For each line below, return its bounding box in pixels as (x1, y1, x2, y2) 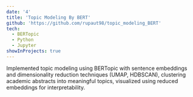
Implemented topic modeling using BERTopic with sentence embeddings (6, 64, 188, 72)
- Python (12, 37, 34, 43)
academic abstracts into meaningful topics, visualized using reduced (6, 77, 178, 84)
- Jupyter (12, 43, 36, 49)
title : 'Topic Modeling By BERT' (6, 14, 91, 20)
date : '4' (6, 8, 32, 15)
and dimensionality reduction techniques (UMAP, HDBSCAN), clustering (6, 70, 186, 78)
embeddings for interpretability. (6, 84, 86, 91)
